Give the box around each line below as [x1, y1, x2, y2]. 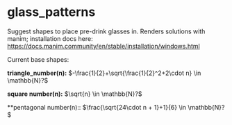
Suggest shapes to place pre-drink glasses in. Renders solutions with [7, 27, 206, 35]
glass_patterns [7, 4, 96, 20]
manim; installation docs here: [7, 34, 93, 42]
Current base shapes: [7, 55, 69, 63]
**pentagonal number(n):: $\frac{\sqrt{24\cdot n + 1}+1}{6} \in [7, 103, 186, 111]
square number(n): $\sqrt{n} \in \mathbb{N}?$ [7, 90, 142, 98]
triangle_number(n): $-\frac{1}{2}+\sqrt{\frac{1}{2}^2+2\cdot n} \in [7, 69, 201, 77]
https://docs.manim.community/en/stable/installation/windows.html [7, 42, 200, 50]
